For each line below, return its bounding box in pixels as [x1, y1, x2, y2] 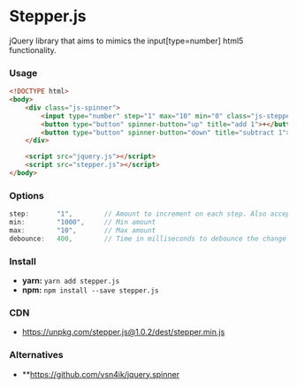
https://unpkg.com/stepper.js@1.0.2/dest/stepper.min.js [21, 327, 225, 338]
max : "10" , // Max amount [9, 226, 156, 235]
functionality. [9, 44, 57, 55]
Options [9, 189, 44, 202]
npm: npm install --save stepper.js [21, 285, 159, 295]
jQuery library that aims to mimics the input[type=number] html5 [9, 35, 244, 46]
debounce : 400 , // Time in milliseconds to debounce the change [9, 234, 287, 243]
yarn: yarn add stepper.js [21, 276, 120, 286]
